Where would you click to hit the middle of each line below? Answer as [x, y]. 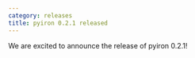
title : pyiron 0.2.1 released [58, 23]
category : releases [40, 15]
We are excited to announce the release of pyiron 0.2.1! [98, 45]
